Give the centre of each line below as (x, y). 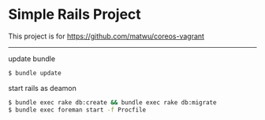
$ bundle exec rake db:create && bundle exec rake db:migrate (112, 102)
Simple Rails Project (75, 15)
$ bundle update (35, 73)
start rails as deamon (42, 88)
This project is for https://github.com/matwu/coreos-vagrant (106, 36)
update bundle (32, 58)
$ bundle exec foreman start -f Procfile (77, 110)
